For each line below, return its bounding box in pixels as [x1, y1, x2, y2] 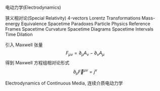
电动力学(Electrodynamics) [5, 5, 61, 10]
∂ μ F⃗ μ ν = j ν [73, 67, 97, 76]
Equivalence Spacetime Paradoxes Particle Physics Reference [21, 21, 150, 27]
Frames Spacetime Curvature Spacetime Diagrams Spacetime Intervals [5, 26, 153, 32]
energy [5, 21, 20, 27]
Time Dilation [5, 32, 33, 37]
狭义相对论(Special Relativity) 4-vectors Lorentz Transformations [5, 15, 141, 21]
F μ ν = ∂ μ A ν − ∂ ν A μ [65, 50, 105, 57]
